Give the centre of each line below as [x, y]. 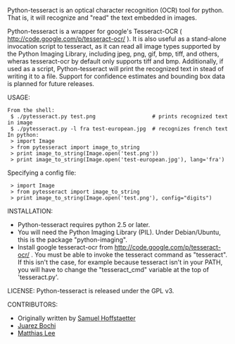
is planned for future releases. [51, 84]
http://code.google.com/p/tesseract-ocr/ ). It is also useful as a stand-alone [117, 39]
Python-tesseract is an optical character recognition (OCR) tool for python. [115, 10]
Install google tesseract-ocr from [65, 247]
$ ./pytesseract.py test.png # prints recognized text [119, 116]
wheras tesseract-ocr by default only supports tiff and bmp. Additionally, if [115, 61]
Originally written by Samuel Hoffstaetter [76, 318]
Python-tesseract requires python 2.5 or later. [84, 225]
